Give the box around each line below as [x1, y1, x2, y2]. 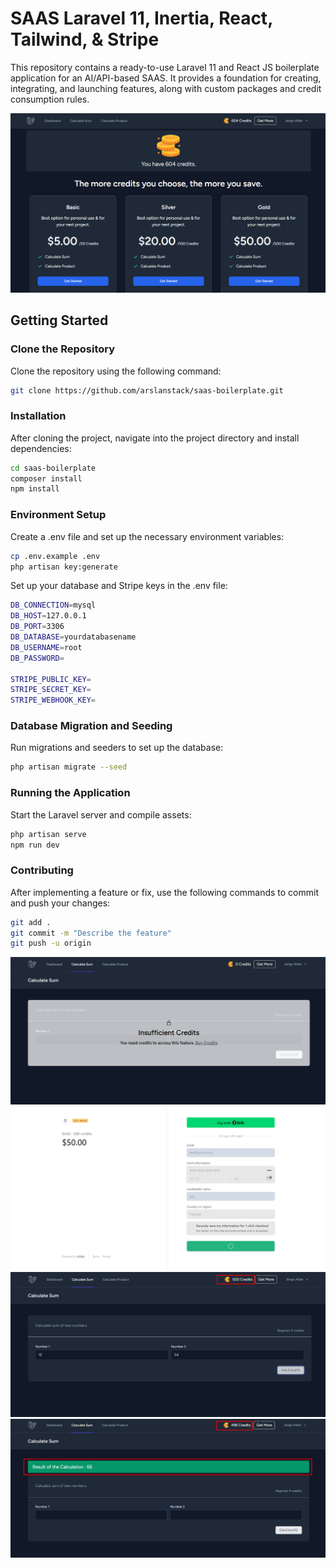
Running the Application [10, 786, 131, 800]
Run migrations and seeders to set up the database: [10, 742, 224, 754]
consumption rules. [10, 93, 90, 105]
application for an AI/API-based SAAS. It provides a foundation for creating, [10, 72, 322, 84]
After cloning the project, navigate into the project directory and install [10, 432, 300, 444]
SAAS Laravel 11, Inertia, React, [10, 7, 273, 30]
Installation [10, 409, 67, 423]
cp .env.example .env [10, 551, 101, 561]
